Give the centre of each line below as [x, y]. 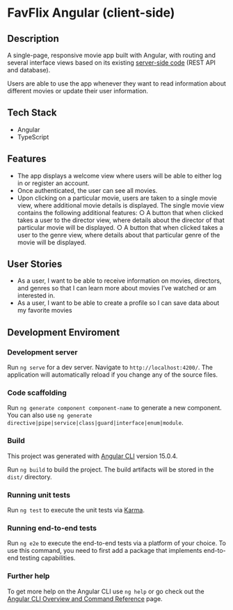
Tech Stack [32, 113]
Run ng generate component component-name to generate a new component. [115, 408]
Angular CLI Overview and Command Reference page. [85, 599]
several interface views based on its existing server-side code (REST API [111, 63]
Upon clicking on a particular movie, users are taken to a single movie [117, 198]
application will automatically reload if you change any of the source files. [112, 375]
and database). [29, 70]
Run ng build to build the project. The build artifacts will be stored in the [111, 469]
